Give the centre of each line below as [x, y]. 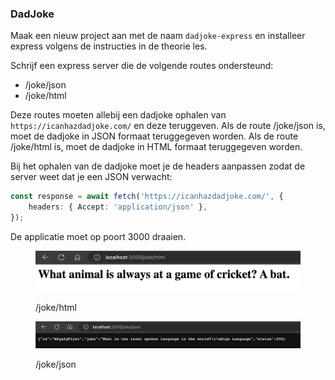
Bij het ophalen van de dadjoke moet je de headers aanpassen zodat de [158, 166]
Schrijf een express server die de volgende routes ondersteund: [142, 66]
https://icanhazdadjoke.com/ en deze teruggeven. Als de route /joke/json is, [168, 126]
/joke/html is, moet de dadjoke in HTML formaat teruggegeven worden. [156, 147]
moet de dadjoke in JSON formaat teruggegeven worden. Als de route [154, 136]
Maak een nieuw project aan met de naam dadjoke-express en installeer [158, 36]
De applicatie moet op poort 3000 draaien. [98, 236]
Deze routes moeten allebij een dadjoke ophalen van [118, 115]
